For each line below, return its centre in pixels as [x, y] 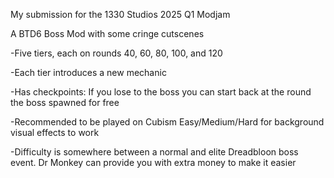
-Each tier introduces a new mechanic [88, 72]
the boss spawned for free [65, 102]
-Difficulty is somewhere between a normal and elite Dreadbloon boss [154, 152]
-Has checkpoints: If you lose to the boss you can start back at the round [161, 92]
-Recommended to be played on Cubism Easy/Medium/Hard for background [167, 122]
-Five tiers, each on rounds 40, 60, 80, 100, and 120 [116, 53]
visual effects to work [55, 132]
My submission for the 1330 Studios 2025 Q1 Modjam [120, 14]
